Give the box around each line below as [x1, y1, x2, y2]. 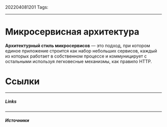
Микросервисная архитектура [5, 26, 140, 38]
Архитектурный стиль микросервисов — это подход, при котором [5, 42, 151, 49]
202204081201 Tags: [5, 4, 49, 10]
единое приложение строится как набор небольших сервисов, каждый [5, 48, 158, 54]
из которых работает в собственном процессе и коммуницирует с [5, 53, 147, 59]
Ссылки [5, 76, 40, 87]
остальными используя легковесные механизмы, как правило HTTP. [5, 58, 153, 64]
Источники [5, 118, 29, 124]
